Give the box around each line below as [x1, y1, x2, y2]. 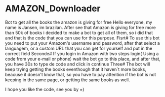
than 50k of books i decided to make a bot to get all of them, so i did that [5, 30, 153, 35]
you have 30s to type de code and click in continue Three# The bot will [5, 61, 150, 67]
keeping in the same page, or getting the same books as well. [5, 77, 130, 83]
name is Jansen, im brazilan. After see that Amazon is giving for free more [5, 24, 156, 30]
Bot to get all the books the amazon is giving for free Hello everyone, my [5, 19, 152, 25]
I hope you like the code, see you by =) [5, 86, 84, 92]
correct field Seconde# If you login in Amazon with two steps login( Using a [5, 50, 159, 57]
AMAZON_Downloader [5, 3, 101, 14]
